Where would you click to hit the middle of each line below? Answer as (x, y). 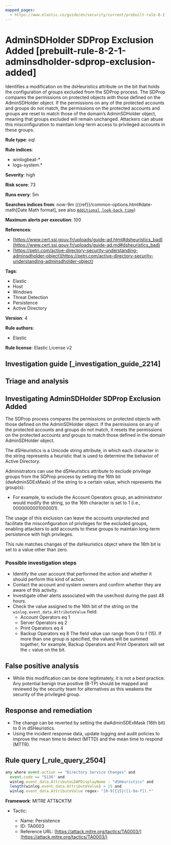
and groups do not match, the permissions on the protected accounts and (83, 108)
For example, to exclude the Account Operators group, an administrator (88, 498)
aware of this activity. (35, 590)
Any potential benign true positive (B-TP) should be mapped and (80, 684)
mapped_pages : (20, 10)
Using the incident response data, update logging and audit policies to (86, 733)
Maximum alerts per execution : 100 (43, 220)
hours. (19, 601)
